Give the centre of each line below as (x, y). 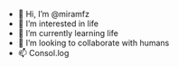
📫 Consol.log (43, 53)
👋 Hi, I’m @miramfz (54, 14)
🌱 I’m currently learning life (68, 33)
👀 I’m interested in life (58, 24)
